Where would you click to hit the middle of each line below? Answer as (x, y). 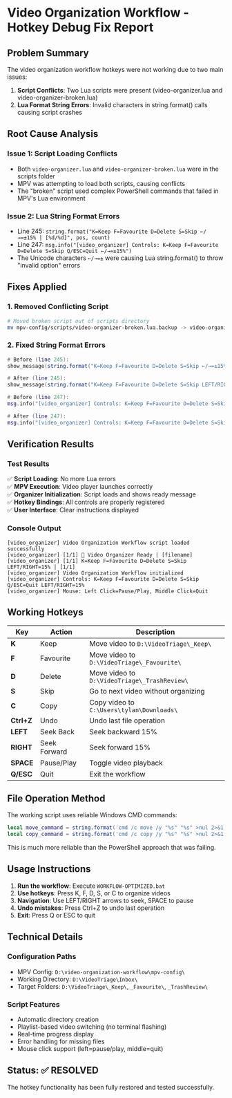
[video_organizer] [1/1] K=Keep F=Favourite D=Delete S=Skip (97, 561)
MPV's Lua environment (51, 198)
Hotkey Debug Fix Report (80, 27)
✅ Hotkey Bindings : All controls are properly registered (86, 502)
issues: (17, 77)
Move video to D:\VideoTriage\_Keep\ (151, 643)
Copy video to (112, 702)
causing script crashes (50, 112)
